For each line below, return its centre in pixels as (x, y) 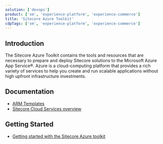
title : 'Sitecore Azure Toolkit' (40, 19)
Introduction (25, 43)
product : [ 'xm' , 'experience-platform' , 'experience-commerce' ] (73, 14)
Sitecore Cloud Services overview (47, 108)
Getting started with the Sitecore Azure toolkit (59, 136)
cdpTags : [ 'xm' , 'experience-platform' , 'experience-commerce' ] (73, 23)
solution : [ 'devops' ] (27, 10)
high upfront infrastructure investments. (46, 76)
